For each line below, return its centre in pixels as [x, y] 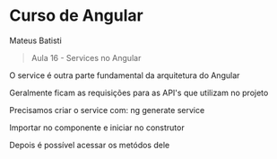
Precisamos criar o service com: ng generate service [107, 110]
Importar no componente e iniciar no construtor [97, 128]
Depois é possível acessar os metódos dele [90, 145]
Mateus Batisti [36, 40]
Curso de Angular [76, 16]
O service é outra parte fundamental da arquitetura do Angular [125, 75]
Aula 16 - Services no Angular [86, 57]
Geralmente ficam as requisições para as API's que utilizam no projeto [139, 93]
